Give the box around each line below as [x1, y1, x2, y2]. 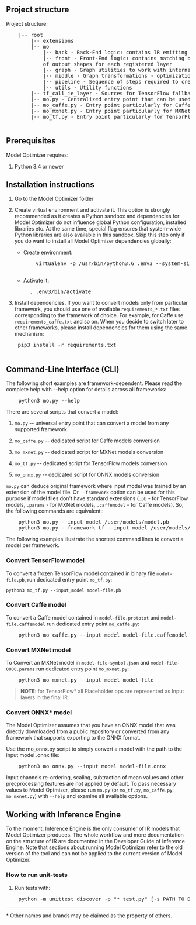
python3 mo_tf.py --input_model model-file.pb [6, 587, 121, 593]
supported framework [14, 426, 67, 433]
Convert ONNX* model [6, 709, 72, 717]
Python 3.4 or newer [14, 163, 64, 170]
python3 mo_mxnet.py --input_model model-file [18, 677, 154, 683]
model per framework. [6, 542, 60, 549]
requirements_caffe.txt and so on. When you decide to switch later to [14, 318, 184, 325]
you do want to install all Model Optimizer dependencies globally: [14, 238, 171, 245]
